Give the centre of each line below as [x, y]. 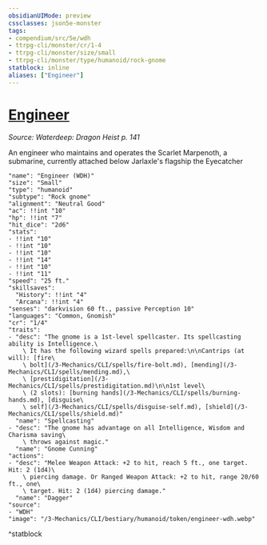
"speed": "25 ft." [39, 281]
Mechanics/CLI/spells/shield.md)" [66, 414]
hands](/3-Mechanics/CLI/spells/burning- [171, 393]
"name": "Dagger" [44, 498]
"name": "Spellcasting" [55, 421]
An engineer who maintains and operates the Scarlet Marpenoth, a [118, 152]
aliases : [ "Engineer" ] [46, 75]
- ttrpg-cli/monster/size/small [62, 53]
